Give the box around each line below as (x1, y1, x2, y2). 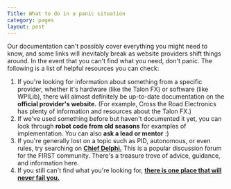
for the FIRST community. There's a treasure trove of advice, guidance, (17, 151, 221, 160)
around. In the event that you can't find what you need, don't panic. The (7, 57, 213, 65)
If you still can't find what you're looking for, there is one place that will (17, 166, 222, 174)
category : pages (7, 17, 54, 24)
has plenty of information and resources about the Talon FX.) (17, 107, 192, 115)
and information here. (17, 159, 80, 167)
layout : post (7, 23, 45, 30)
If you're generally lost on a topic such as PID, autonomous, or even (17, 137, 211, 145)
